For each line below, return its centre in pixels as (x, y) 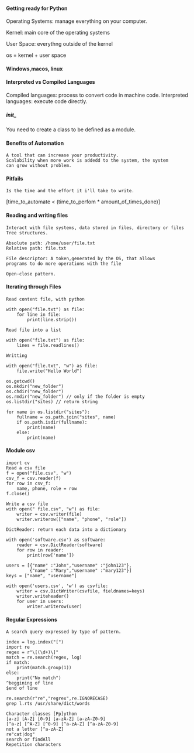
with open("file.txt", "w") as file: (52, 366)
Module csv (21, 451)
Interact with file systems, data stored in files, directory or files (95, 228)
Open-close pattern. (31, 274)
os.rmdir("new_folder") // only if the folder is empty (75, 396)
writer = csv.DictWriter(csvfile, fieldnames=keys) (81, 591)
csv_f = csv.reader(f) (34, 478)
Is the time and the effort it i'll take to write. (70, 191)
